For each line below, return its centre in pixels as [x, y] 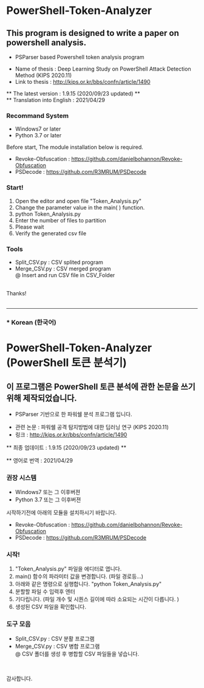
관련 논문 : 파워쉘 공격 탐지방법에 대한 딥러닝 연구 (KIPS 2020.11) [92, 427]
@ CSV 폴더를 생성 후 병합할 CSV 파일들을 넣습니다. [77, 653]
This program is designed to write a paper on [93, 33]
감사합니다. [19, 678]
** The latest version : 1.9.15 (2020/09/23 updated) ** [73, 94]
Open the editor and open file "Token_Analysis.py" [78, 201]
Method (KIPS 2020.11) [43, 75]
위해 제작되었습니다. [42, 398]
